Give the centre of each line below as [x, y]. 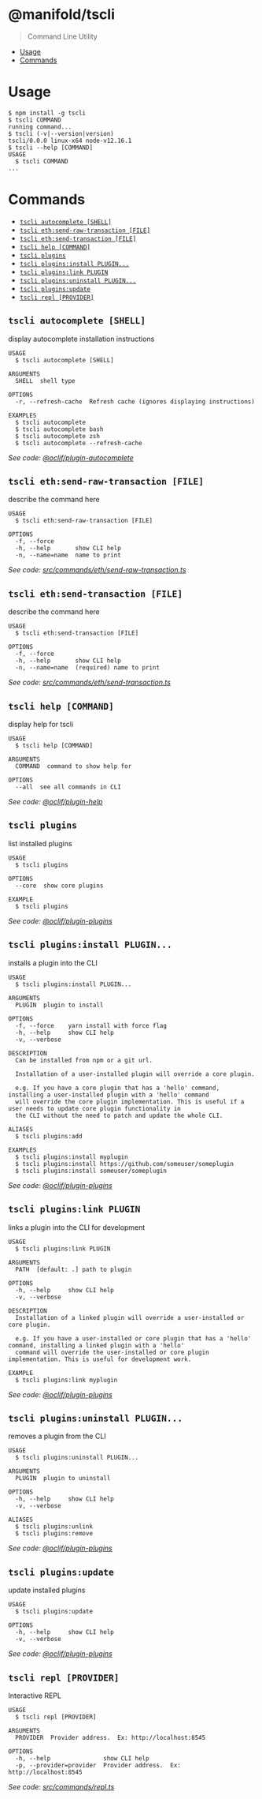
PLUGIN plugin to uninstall [63, 1479]
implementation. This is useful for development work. [100, 1359]
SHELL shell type [46, 380]
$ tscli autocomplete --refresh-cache [79, 443]
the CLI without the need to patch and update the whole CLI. [119, 1115]
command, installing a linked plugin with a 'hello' [96, 1345]
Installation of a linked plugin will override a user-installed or [130, 1317]
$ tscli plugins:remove [54, 1534]
